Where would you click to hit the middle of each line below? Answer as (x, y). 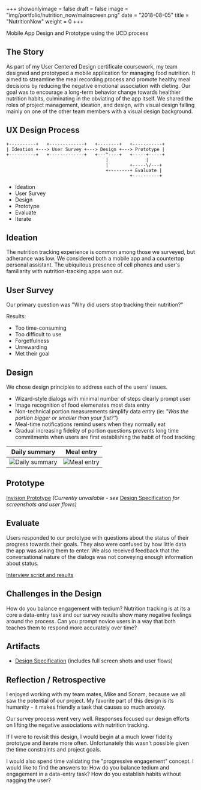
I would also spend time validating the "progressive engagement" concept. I (100, 761)
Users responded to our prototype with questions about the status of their (97, 537)
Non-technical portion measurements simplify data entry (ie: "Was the (102, 412)
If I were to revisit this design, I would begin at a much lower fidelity (89, 737)
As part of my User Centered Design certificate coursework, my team (92, 66)
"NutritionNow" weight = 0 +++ (45, 21)
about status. (22, 563)
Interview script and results (40, 575)
